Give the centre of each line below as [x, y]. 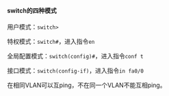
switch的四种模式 [32, 10]
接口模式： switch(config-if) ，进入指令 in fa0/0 [75, 71]
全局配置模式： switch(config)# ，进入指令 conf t [75, 56]
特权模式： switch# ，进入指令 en [51, 42]
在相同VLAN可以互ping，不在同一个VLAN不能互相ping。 [87, 85]
